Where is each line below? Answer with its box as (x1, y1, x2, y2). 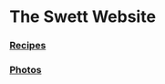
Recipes (9, 39, 46, 52)
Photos (9, 64, 42, 77)
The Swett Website (9, 6, 157, 27)
